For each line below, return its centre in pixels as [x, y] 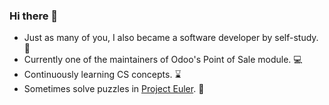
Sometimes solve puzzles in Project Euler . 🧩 [114, 89]
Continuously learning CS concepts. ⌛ [102, 75]
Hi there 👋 [34, 16]
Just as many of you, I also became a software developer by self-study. [171, 38]
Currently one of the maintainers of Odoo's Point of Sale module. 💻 [163, 60]
